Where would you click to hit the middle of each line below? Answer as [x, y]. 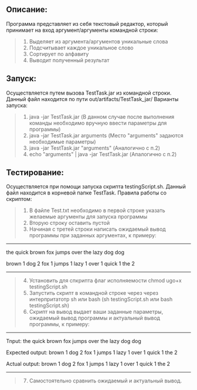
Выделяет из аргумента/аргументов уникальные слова [98, 41]
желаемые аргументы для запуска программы [88, 217]
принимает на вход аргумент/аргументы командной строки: [82, 30]
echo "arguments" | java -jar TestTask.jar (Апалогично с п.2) [103, 154]
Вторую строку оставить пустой [69, 223]
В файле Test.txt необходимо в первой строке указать [97, 210]
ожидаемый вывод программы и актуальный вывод [94, 318]
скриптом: [19, 199]
